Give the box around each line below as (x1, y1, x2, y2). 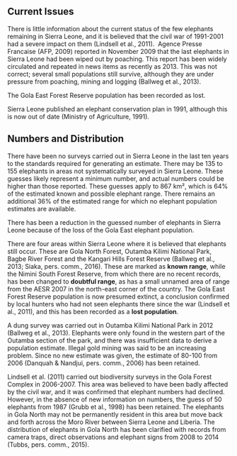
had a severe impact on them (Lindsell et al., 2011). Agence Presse (7, 39, 203, 48)
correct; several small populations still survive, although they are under (7, 69, 214, 78)
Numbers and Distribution (7, 133, 125, 145)
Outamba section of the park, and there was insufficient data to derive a (7, 336, 217, 345)
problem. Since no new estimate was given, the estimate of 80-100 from (7, 351, 218, 360)
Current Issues (7, 6, 74, 18)
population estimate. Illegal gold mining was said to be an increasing (7, 343, 207, 352)
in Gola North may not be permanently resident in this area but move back (7, 410, 223, 418)
